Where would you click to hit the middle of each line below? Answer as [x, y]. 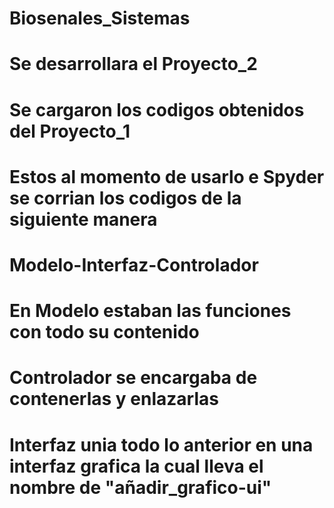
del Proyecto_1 [70, 131]
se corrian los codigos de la [125, 198]
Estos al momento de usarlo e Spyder [167, 176]
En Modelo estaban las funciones [150, 311]
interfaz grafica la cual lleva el [136, 466]
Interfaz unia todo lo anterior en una [161, 444]
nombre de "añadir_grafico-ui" [140, 487]
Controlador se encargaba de [133, 378]
